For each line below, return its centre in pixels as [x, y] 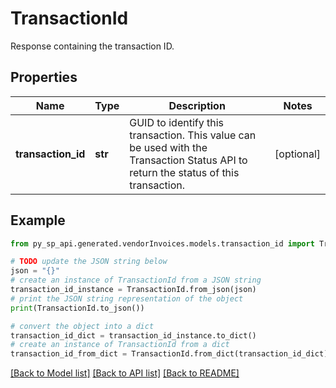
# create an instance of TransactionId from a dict [120, 345]
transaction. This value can [193, 135]
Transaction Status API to [188, 160]
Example [38, 220]
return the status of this [184, 172]
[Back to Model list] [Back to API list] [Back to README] [125, 373]
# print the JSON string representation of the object [127, 298]
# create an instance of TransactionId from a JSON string [136, 280]
